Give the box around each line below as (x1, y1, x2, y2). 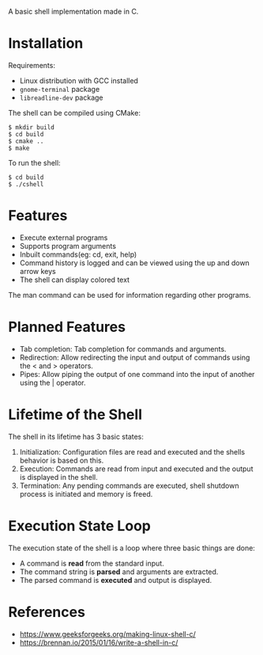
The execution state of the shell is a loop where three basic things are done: (8, 543, 255, 553)
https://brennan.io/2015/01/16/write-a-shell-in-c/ (19, 638, 178, 647)
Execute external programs (19, 233, 108, 242)
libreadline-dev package (19, 93, 103, 102)
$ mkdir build (8, 123, 55, 131)
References (8, 603, 85, 621)
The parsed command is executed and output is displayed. (19, 575, 212, 585)
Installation (8, 35, 84, 52)
